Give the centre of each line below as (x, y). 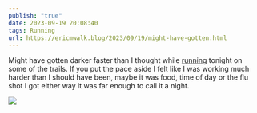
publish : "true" (35, 16)
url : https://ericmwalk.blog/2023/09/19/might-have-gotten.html (118, 38)
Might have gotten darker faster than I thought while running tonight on (125, 60)
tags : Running (32, 30)
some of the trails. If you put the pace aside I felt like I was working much (129, 69)
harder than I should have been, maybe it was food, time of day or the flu (128, 77)
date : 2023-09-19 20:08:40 (53, 23)
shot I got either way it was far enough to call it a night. (99, 86)
